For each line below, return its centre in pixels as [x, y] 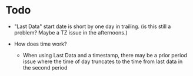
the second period [45, 67]
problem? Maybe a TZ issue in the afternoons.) [71, 32]
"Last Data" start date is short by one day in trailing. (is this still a [92, 26]
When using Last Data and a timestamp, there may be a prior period [105, 55]
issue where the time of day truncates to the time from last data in [103, 61]
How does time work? [40, 44]
